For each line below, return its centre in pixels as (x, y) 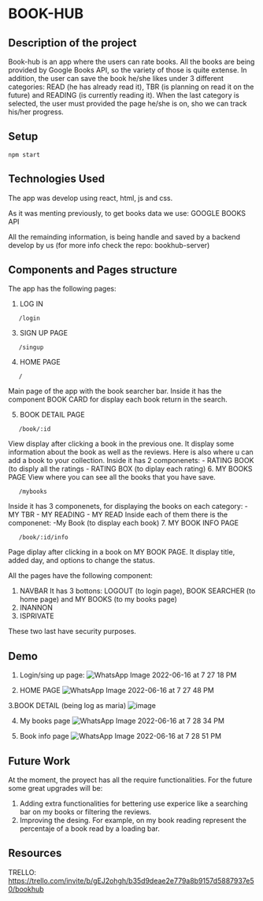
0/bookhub (26, 889)
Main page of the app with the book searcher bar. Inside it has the (115, 391)
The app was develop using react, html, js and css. (91, 198)
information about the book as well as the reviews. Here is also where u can (131, 452)
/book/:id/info (43, 538)
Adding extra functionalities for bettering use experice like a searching (133, 803)
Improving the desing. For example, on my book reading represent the (133, 821)
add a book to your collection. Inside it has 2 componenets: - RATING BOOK (131, 461)
